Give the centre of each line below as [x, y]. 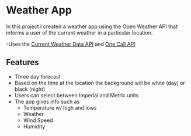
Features [22, 62]
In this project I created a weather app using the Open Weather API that [92, 26]
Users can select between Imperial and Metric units [77, 95]
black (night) [30, 89]
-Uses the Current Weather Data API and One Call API [71, 44]
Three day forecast [37, 76]
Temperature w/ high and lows [60, 108]
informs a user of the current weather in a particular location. [79, 32]
